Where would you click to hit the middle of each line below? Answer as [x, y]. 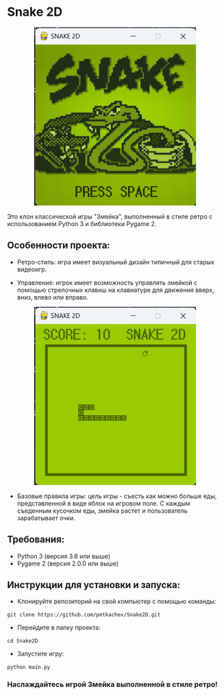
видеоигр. [32, 269]
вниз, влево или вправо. [53, 297]
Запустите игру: [40, 654]
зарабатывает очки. [46, 518]
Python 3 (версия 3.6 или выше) [64, 556]
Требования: [36, 540]
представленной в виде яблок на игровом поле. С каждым [103, 503]
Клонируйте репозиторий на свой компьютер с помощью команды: [116, 601]
